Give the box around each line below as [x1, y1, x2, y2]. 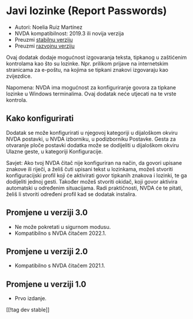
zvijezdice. [6, 72, 32, 79]
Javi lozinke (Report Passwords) [6, 4, 167, 18]
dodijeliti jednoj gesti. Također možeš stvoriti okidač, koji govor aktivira [6, 178, 178, 185]
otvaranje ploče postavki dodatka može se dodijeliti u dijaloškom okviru [6, 141, 179, 148]
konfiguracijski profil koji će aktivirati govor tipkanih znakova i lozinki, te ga [6, 172, 187, 179]
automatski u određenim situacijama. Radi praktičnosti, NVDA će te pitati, [6, 184, 183, 191]
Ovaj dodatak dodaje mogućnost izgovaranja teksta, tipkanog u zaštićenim [6, 54, 187, 61]
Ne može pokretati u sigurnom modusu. [14, 223, 111, 230]
